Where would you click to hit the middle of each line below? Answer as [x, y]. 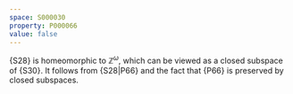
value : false [33, 34]
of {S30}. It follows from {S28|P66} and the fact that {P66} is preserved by [146, 71]
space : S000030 [38, 17]
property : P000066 [43, 26]
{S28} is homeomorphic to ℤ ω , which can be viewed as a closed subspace [146, 60]
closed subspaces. [44, 80]
